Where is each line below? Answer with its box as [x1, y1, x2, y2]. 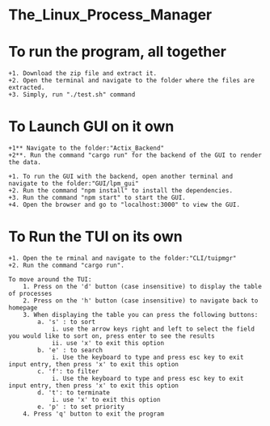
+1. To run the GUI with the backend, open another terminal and [8, 172, 233, 181]
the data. [8, 158, 42, 167]
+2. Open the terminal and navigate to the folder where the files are [8, 77, 255, 85]
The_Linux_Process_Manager [8, 6, 213, 24]
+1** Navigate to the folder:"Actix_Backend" [8, 144, 164, 153]
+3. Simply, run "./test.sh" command [8, 91, 136, 99]
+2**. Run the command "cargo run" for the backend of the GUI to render [8, 151, 263, 159]
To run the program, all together [8, 43, 226, 61]
